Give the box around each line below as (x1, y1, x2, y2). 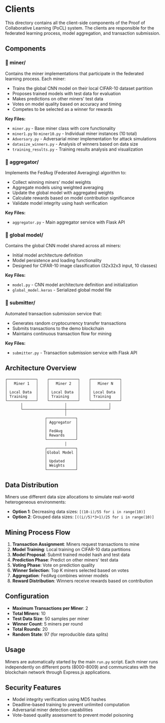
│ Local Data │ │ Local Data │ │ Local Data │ (5, 390, 122, 395)
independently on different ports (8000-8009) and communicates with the (5, 664, 156, 670)
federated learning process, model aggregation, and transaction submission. (5, 30, 161, 36)
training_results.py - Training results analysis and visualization (12, 146, 143, 152)
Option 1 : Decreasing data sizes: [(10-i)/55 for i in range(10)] (12, 509, 146, 515)
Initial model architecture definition (12, 252, 83, 258)
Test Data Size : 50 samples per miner (12, 616, 89, 622)
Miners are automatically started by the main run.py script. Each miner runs (5, 658, 159, 664)
